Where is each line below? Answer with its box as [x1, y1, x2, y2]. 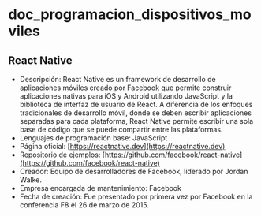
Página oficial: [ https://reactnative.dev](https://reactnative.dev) [19, 142, 226, 151]
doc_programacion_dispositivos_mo [8, 6, 252, 24]
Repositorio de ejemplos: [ [19, 150, 105, 159]
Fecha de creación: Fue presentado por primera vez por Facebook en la [19, 192, 253, 201]
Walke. [19, 175, 42, 184]
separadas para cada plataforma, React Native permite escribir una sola [19, 117, 254, 125]
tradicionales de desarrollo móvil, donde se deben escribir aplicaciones [19, 108, 252, 117]
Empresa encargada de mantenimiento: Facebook [19, 184, 181, 192]
